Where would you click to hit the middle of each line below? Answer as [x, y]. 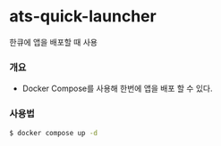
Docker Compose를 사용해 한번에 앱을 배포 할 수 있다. [117, 89]
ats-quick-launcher [83, 16]
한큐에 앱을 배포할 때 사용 [54, 42]
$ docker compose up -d [54, 133]
